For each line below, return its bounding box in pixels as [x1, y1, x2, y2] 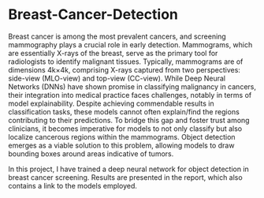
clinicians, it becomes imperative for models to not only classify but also [8, 124, 243, 133]
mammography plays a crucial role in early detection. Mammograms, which [8, 39, 253, 49]
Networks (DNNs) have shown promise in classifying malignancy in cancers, [8, 81, 256, 92]
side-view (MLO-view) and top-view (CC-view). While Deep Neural [8, 73, 226, 83]
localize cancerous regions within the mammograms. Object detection [8, 132, 236, 141]
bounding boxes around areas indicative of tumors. [8, 148, 174, 159]
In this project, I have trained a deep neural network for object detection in [8, 164, 250, 174]
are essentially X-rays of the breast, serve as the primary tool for [8, 48, 218, 58]
